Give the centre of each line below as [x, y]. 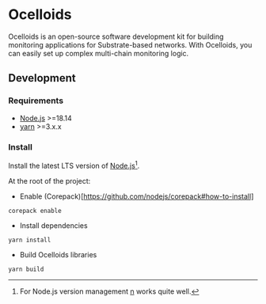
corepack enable [35, 211]
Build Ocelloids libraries [58, 254]
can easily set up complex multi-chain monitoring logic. [99, 53]
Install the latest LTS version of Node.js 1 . [74, 165]
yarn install [30, 240]
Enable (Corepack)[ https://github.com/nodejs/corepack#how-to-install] [137, 196]
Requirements [36, 101]
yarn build [26, 269]
